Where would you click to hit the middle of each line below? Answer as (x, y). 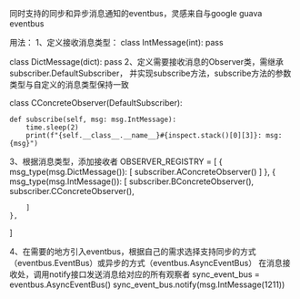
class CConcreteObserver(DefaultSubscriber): (96, 103)
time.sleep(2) (52, 128)
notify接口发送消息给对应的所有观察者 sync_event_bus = (155, 274)
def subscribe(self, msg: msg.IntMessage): (93, 119)
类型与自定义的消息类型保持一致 (69, 84)
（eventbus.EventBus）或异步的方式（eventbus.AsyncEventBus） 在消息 (146, 263)
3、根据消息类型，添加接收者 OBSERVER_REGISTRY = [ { (116, 161)
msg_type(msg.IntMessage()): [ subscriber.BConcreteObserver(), (132, 181)
